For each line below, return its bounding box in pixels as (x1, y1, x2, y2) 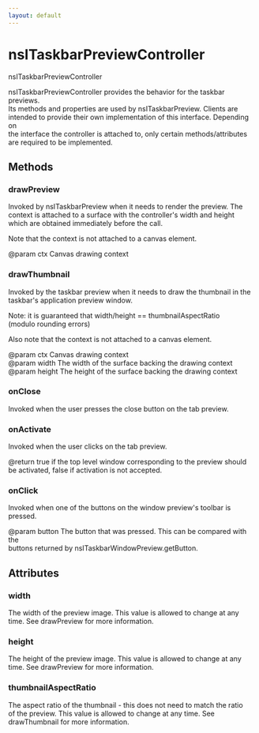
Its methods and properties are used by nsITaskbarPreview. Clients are (8, 103, 238, 113)
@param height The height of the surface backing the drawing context (8, 366, 238, 376)
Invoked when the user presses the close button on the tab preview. (8, 404, 229, 413)
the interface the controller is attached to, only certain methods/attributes (8, 129, 247, 138)
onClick (8, 485, 39, 496)
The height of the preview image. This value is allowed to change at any (8, 654, 242, 663)
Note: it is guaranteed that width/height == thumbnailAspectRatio (8, 310, 220, 320)
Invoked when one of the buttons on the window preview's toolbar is (8, 503, 231, 513)
